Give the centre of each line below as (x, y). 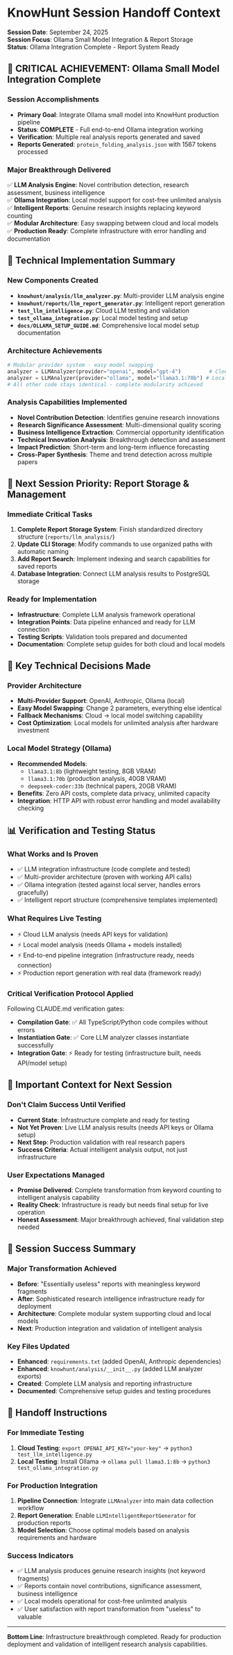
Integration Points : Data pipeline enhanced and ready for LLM (106, 621)
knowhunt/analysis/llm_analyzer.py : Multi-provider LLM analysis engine (121, 295)
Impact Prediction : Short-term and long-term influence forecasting (113, 447)
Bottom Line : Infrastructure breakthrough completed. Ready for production (114, 1637)
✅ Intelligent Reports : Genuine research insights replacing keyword (104, 207)
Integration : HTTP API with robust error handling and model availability (119, 800)
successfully (35, 1045)
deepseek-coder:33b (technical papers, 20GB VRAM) (102, 786)
